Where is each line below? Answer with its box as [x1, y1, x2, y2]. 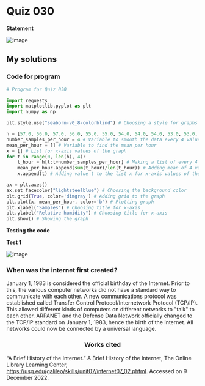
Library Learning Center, [6, 361, 68, 368]
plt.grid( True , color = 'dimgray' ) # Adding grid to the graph [6, 193, 165, 199]
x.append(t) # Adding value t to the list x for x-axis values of [17, 171, 190, 177]
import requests [6, 97, 48, 103]
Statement [6, 24, 34, 32]
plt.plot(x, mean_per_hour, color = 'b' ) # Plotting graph [6, 199, 154, 205]
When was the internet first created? [6, 266, 118, 275]
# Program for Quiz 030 [6, 86, 67, 92]
